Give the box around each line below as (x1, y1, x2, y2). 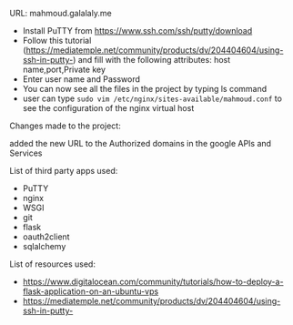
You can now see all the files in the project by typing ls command (22, 84, 268, 94)
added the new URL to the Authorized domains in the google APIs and (9, 138, 271, 148)
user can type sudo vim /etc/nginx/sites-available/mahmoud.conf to (22, 93, 282, 104)
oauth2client (22, 231, 70, 242)
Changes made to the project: (9, 120, 121, 131)
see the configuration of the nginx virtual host (22, 103, 195, 113)
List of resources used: (9, 259, 96, 269)
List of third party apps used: (9, 166, 118, 176)
